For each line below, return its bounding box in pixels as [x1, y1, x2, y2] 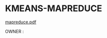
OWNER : [5, 28, 24, 34]
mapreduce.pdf [5, 19, 37, 25]
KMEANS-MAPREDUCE [5, 3, 102, 14]
